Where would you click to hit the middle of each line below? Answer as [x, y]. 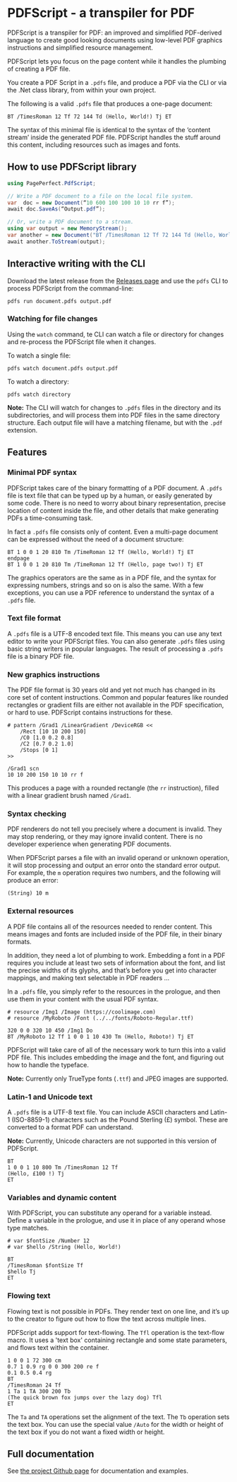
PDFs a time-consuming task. [50, 518]
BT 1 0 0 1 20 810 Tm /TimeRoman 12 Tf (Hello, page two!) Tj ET [105, 564]
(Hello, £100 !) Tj [36, 1174]
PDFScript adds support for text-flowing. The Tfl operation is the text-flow [116, 1332]
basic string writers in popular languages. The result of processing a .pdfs [115, 649]
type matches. [28, 1228]
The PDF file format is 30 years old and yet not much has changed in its [111, 690]
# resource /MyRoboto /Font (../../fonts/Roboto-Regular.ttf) [101, 1018]
